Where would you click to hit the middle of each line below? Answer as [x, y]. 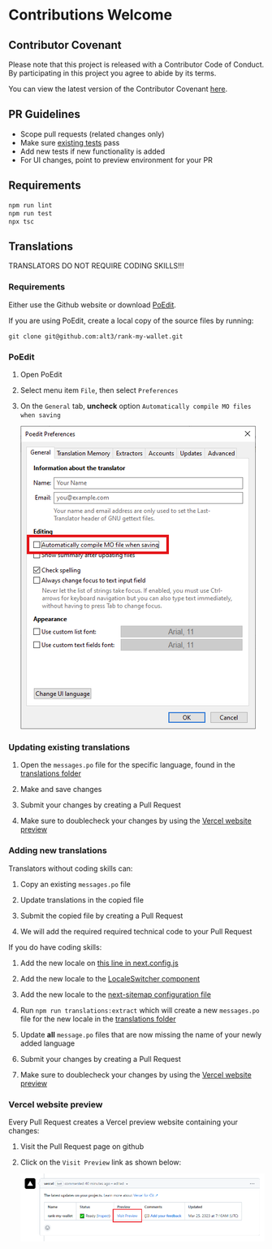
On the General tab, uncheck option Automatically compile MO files [136, 406]
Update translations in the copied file [82, 899]
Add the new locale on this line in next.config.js [99, 963]
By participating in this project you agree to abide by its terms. [112, 73]
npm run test [30, 213]
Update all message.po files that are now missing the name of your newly [141, 1034]
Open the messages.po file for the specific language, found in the [127, 765]
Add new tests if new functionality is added [93, 151]
